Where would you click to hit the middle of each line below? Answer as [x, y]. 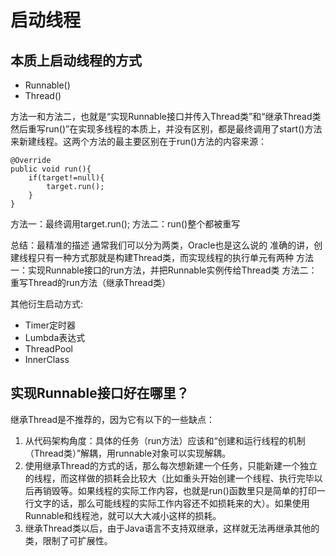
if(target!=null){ [66, 178]
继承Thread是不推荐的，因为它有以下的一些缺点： [113, 419]
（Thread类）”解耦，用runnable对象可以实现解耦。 [128, 453]
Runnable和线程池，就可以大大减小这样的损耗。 [123, 515]
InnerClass [47, 359]
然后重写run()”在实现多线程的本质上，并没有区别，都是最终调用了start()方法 [166, 129]
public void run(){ [51, 169]
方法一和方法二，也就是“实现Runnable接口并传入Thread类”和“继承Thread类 [166, 116]
